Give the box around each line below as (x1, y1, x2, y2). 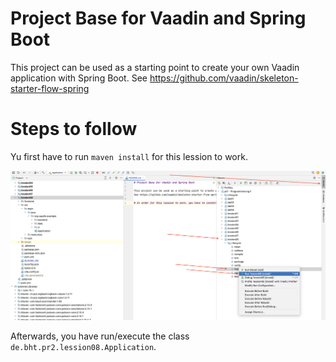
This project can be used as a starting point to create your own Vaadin (10, 61, 300, 73)
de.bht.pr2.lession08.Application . (10, 340, 157, 352)
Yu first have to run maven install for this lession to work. (10, 150, 248, 162)
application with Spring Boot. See (10, 72, 148, 84)
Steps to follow (10, 118, 138, 141)
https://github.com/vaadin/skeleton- (149, 72, 299, 84)
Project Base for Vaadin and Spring (10, 7, 307, 30)
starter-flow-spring (10, 82, 90, 94)
